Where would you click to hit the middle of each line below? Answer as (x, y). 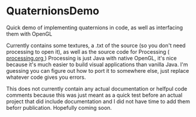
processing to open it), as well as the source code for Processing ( (88, 51)
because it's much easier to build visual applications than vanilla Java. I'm (97, 64)
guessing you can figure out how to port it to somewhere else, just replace (98, 70)
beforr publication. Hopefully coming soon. (59, 107)
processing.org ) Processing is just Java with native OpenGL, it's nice (92, 58)
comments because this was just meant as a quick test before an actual (94, 95)
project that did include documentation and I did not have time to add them (98, 101)
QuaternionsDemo (53, 11)
